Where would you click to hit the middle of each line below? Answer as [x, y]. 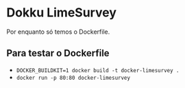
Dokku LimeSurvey [62, 13]
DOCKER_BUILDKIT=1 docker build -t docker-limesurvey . [98, 70]
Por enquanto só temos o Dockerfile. [58, 32]
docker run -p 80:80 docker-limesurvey [73, 78]
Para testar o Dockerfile [58, 53]
